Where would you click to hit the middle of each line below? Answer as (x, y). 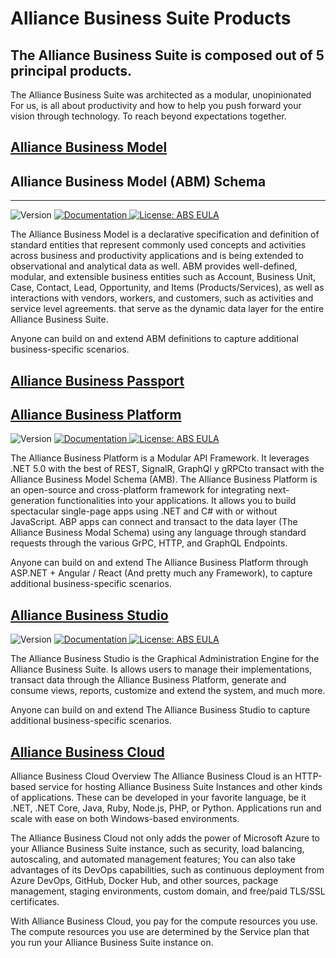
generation (32, 501)
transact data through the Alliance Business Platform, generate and (148, 680)
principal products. (71, 70)
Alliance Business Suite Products (151, 18)
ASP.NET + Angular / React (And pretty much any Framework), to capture (161, 573)
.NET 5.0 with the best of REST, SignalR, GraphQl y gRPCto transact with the (167, 469)
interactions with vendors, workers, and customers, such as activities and (162, 298)
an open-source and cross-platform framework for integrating (138, 490)
